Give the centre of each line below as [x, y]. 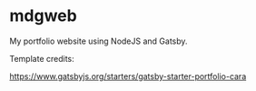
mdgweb [43, 16]
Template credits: [42, 58]
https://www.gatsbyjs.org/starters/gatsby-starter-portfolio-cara [128, 76]
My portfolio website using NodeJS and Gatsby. [98, 41]
